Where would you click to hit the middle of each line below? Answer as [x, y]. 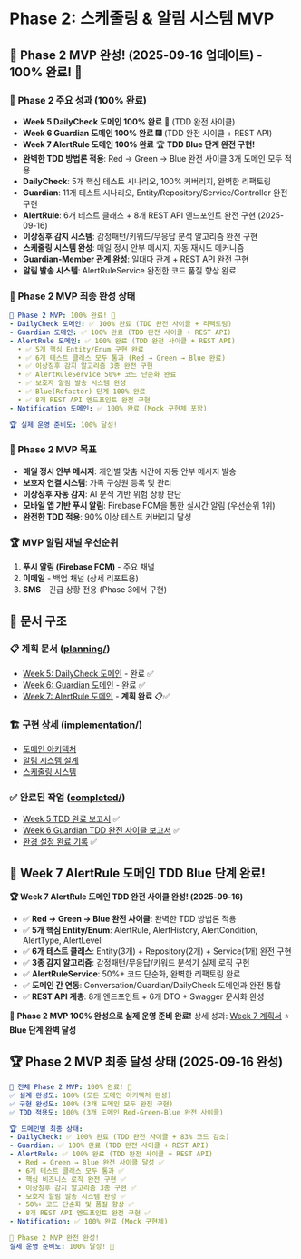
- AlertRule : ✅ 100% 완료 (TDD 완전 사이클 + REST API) [111, 1155]
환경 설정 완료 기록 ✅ [60, 842]
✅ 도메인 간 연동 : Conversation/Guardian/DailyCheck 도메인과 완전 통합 [151, 986]
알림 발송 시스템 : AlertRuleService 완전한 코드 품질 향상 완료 [130, 270]
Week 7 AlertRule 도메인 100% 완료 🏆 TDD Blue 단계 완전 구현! [139, 144]
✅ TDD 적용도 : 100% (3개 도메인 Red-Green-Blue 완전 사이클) [117, 1112]
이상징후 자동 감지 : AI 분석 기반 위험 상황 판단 [102, 494]
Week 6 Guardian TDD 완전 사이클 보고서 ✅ [101, 830]
